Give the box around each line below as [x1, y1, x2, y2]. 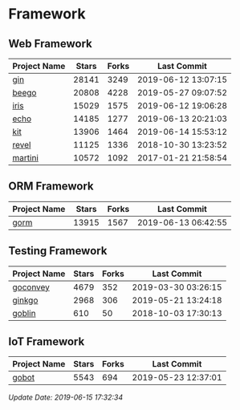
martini [12, 152, 39, 163]
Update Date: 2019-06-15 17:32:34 [8, 392, 123, 402]
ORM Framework [8, 180, 94, 193]
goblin [12, 307, 36, 319]
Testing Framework [8, 244, 108, 258]
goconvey [12, 282, 51, 293]
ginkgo [12, 294, 39, 306]
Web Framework [8, 37, 92, 51]
